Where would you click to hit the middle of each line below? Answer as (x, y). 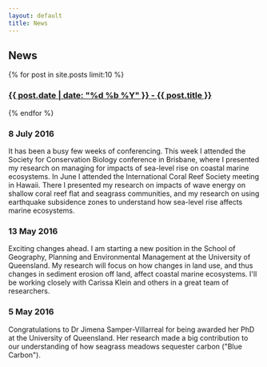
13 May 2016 (33, 231)
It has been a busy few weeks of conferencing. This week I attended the (127, 151)
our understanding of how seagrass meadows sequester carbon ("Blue (125, 346)
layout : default (35, 16)
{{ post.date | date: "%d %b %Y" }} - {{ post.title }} (110, 95)
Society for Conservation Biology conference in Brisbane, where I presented (134, 159)
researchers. (29, 291)
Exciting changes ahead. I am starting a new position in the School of (122, 249)
